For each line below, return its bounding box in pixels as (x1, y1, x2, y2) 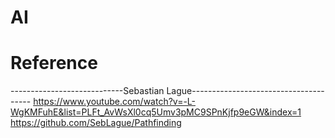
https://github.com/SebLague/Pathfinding (10, 117, 182, 129)
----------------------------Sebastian (10, 85, 165, 97)
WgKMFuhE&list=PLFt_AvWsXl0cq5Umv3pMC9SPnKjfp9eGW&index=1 (10, 106, 302, 118)
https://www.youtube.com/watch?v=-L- (33, 96, 197, 108)
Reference (10, 52, 98, 75)
